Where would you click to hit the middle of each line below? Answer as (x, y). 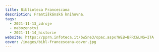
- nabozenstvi (24, 28)
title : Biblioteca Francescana (37, 10)
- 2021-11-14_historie (33, 33)
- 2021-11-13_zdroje (31, 24)
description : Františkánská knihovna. (45, 14)
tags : (11, 19)
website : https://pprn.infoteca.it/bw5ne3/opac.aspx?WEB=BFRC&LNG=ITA (79, 38)
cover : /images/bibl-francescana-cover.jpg (51, 42)
